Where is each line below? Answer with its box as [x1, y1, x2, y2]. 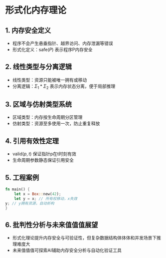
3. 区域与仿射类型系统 [5, 100, 72, 108]
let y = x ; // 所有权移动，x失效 [14, 196, 78, 201]
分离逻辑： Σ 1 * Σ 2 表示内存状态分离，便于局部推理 [12, 83, 116, 90]
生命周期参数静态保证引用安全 [12, 157, 74, 163]
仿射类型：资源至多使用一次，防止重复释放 [12, 121, 100, 127]
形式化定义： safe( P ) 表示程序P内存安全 [12, 47, 93, 53]
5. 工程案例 [5, 173, 39, 182]
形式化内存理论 [5, 5, 67, 16]
